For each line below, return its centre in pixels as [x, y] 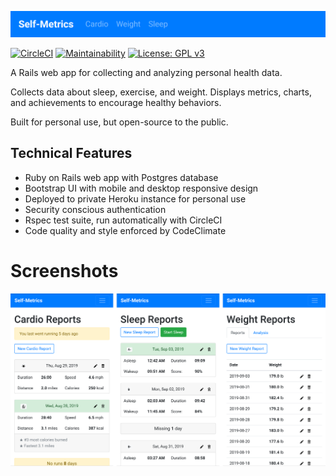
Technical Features [71, 153]
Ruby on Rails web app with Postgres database [121, 177]
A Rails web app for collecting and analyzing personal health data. [146, 72]
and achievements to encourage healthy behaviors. [116, 102]
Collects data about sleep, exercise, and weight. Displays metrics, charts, [161, 92]
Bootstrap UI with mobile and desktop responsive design [141, 188]
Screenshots [64, 270]
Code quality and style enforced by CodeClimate [125, 230]
